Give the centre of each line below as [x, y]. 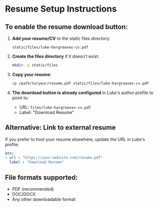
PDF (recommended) [33, 189]
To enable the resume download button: [66, 27]
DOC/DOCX [24, 194]
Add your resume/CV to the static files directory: [61, 38]
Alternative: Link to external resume [61, 128]
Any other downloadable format [44, 199]
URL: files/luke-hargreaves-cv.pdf [55, 107]
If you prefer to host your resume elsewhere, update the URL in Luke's [75, 139]
